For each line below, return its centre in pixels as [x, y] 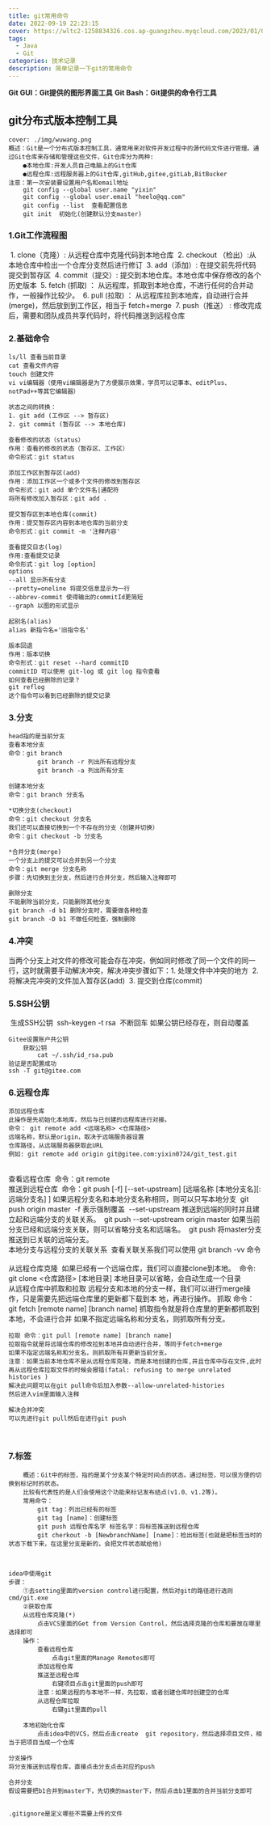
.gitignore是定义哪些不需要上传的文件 [66, 1813]
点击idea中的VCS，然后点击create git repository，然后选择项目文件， [147, 1734]
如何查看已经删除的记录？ [44, 680]
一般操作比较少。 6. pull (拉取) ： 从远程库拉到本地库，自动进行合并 [135, 295]
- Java [27, 46]
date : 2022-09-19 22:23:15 [54, 23]
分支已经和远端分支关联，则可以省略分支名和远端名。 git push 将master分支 [135, 1229]
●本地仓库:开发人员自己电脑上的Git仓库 [80, 165]
